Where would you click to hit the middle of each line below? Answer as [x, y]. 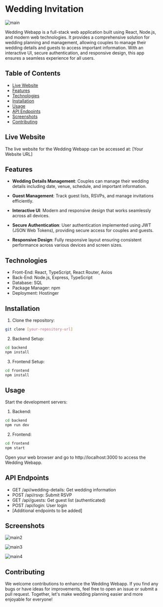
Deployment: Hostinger [35, 293]
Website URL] [19, 154]
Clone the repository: [33, 320]
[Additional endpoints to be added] [47, 511]
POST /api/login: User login [40, 505]
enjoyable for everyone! [29, 599]
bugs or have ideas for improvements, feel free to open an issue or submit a [81, 589]
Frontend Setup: [28, 361]
